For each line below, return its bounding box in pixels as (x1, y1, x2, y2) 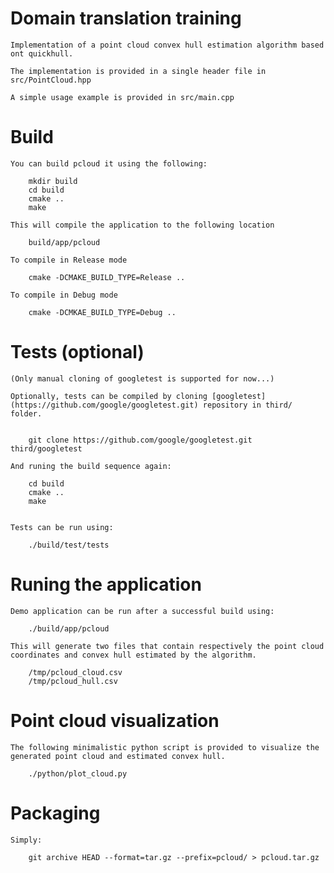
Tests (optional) (10, 341, 145, 364)
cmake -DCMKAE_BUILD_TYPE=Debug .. (28, 307, 177, 317)
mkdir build (28, 176, 78, 186)
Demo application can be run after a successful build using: (10, 606, 275, 616)
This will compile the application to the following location (10, 220, 275, 230)
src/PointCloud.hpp (10, 75, 92, 85)
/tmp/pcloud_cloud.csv (28, 667, 123, 677)
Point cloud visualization (10, 709, 220, 732)
